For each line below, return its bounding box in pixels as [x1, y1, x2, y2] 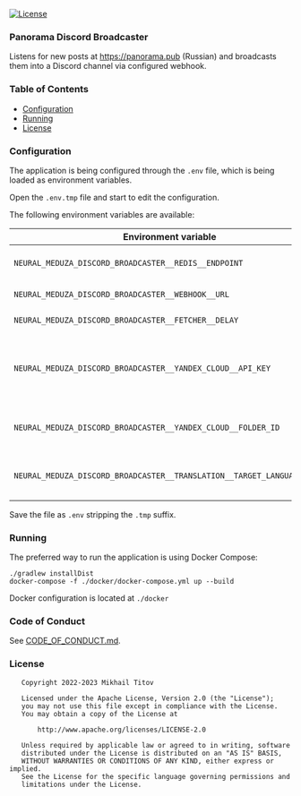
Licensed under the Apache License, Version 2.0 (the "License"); [21, 694, 275, 703]
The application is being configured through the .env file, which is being [9, 165, 275, 175]
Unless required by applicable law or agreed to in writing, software [21, 740, 291, 749]
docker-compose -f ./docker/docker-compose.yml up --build [9, 578, 235, 586]
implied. [9, 764, 42, 774]
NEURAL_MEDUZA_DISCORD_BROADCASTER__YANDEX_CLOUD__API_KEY [13, 363, 271, 373]
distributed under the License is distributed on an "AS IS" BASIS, [21, 749, 282, 757]
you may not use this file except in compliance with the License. [21, 701, 279, 711]
